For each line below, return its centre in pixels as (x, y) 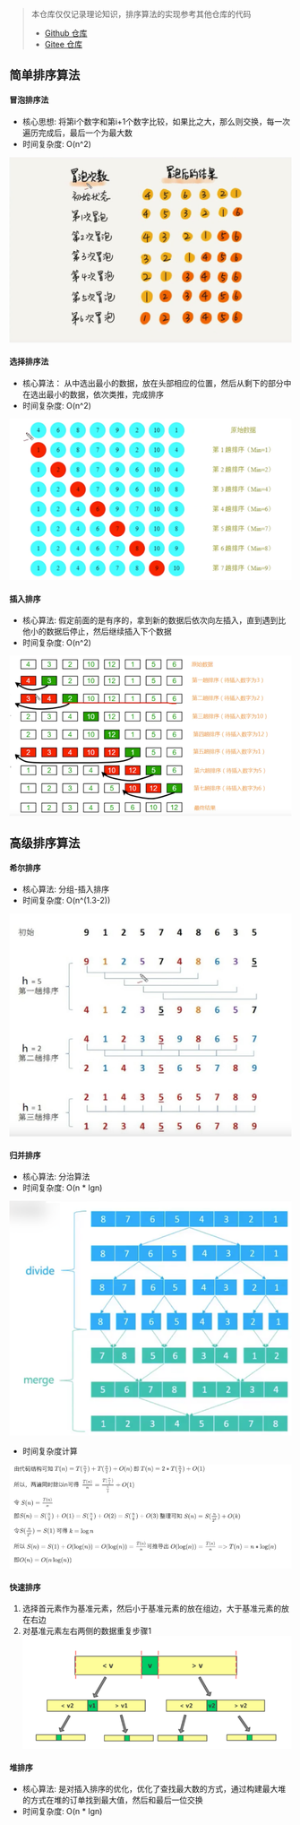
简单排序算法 (45, 75)
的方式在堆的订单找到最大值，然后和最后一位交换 (112, 1800)
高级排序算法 (45, 843)
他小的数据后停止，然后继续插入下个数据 (97, 632)
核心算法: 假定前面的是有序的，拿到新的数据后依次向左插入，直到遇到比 (154, 620)
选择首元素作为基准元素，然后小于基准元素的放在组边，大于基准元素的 (152, 1609)
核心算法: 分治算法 (56, 1177)
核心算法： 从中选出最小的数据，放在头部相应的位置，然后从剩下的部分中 (157, 384)
